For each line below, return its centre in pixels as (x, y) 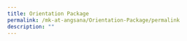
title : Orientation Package (48, 14)
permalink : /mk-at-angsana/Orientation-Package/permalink (93, 20)
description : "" (31, 26)
